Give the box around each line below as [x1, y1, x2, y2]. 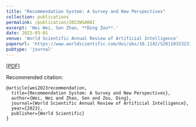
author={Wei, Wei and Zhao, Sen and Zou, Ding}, [11, 95, 132, 101]
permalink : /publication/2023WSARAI [6, 19, 95, 25]
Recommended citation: [6, 73, 64, 80]
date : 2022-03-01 [6, 30, 48, 36]
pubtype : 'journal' [6, 47, 54, 52]
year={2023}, [11, 105, 43, 111]
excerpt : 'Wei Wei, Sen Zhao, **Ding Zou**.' [6, 24, 118, 31]
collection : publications [6, 14, 69, 20]
